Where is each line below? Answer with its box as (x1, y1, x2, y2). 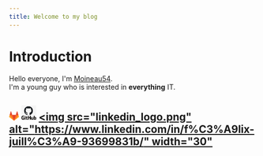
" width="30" (143, 135, 213, 148)
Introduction (9, 47, 92, 65)
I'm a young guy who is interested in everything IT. (9, 82, 176, 91)
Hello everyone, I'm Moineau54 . (9, 73, 113, 83)
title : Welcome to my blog (9, 13, 98, 20)
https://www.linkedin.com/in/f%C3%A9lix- (34, 122, 255, 136)
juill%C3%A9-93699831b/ (9, 135, 145, 148)
